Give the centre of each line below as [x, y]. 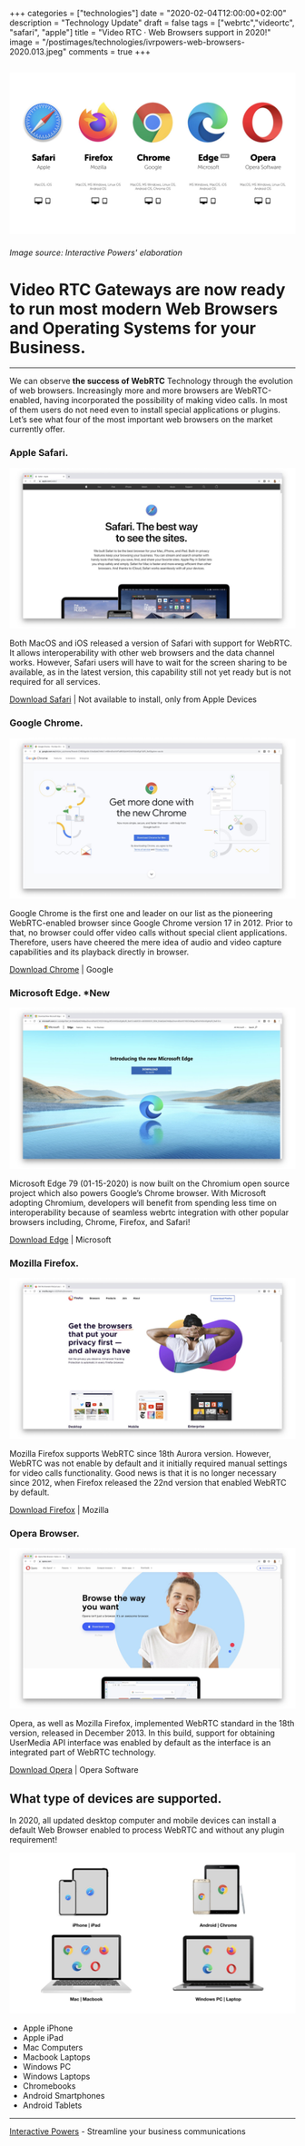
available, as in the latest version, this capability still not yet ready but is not [151, 672]
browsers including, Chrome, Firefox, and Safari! [100, 1221]
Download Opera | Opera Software [74, 1770]
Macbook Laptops [56, 2057]
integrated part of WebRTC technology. [83, 1753]
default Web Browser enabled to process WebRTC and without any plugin [147, 1830]
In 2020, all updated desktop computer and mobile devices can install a [143, 1821]
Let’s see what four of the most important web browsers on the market [141, 420]
